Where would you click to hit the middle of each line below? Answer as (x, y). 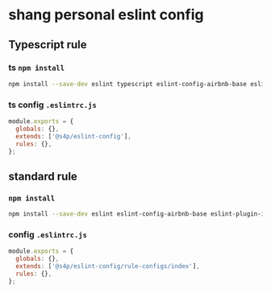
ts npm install (37, 68)
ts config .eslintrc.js (52, 105)
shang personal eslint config (106, 15)
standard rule (43, 176)
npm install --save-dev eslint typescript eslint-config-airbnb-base (128, 84)
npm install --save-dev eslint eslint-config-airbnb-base (108, 214)
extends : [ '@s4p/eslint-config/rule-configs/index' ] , (108, 266)
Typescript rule (48, 45)
